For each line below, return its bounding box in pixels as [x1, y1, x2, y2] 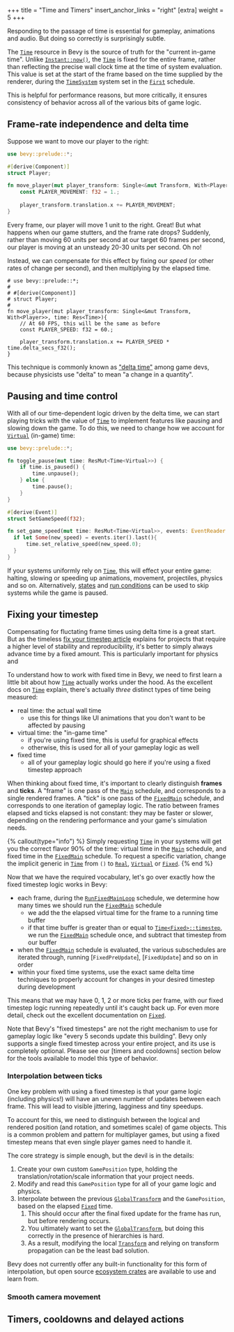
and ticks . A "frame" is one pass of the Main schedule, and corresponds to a [7, 786, 226, 794]
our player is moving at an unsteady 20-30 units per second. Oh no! [7, 243, 202, 251]
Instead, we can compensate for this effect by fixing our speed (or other [7, 256, 214, 264]
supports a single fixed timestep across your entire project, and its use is [7, 1039, 216, 1047]
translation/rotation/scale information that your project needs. [17, 1172, 194, 1181]
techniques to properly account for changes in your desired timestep [17, 975, 215, 983]
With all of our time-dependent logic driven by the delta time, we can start [7, 409, 219, 417]
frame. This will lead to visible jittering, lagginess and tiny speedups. [7, 1102, 203, 1110]
